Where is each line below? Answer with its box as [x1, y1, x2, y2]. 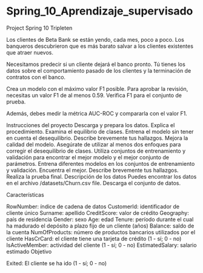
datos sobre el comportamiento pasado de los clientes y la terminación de [6, 67, 191, 74]
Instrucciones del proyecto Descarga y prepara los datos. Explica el [6, 121, 175, 128]
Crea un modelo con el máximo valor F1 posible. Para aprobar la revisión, [6, 85, 188, 92]
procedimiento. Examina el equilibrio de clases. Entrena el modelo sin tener [6, 128, 194, 135]
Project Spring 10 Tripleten [6, 24, 73, 31]
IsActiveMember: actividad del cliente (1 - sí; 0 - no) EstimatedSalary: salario [6, 241, 197, 249]
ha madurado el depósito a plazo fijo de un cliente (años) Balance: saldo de [6, 222, 195, 229]
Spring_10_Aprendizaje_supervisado [6, 4, 193, 18]
